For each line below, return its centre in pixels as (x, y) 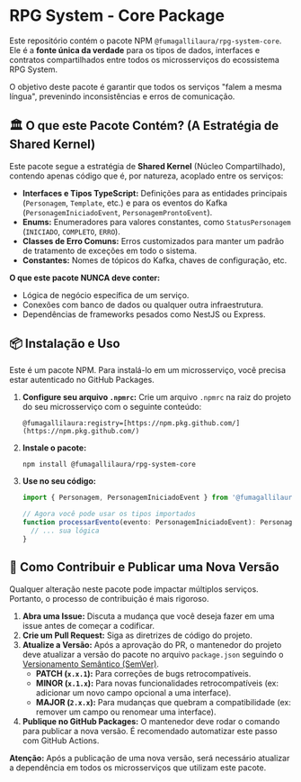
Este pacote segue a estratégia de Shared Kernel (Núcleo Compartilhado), (147, 166)
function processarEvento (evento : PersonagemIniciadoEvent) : (139, 523)
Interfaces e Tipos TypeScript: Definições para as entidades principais (155, 193)
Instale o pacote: (54, 448)
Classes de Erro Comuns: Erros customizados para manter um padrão (153, 241)
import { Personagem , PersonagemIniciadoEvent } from (125, 498)
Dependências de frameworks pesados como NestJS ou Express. (144, 314)
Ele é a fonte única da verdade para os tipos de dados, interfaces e (135, 50)
